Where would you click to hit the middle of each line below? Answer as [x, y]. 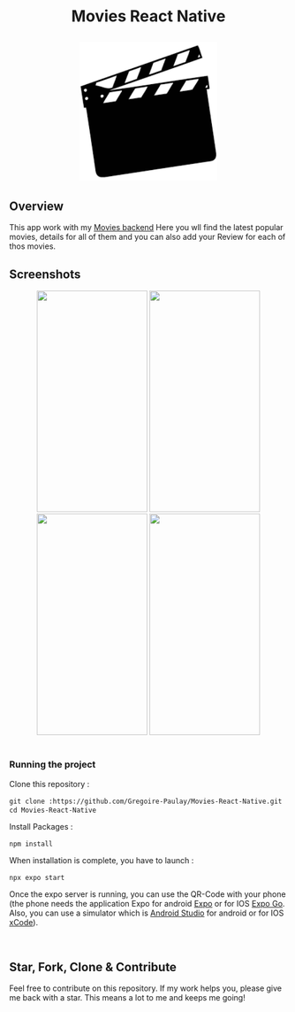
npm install [31, 844]
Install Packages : [41, 826]
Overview [37, 206]
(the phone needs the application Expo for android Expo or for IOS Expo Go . [147, 903]
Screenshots [45, 274]
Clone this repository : [49, 784]
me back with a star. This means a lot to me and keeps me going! [127, 998]
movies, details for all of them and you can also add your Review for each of [147, 237]
